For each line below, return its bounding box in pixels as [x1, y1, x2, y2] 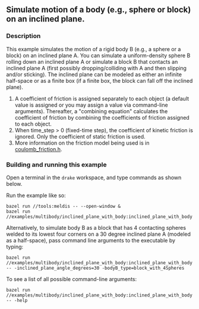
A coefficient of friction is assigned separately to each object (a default [14, 95, 189, 102]
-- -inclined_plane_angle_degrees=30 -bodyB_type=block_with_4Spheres [6, 265, 185, 271]
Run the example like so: [6, 192, 67, 199]
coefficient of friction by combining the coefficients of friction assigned [14, 114, 190, 121]
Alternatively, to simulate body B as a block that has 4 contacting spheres [6, 224, 186, 231]
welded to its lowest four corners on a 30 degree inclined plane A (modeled [6, 230, 191, 238]
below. [6, 180, 23, 187]
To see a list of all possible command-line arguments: [6, 275, 137, 282]
